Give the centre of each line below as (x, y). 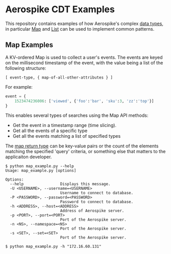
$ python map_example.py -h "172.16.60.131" (53, 247)
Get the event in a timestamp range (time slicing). (64, 125)
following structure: (26, 68)
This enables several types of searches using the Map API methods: (77, 115)
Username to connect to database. (97, 193)
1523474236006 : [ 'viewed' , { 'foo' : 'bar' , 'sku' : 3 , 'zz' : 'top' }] (84, 101)
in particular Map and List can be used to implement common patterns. (80, 29)
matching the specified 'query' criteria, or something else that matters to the (86, 151)
